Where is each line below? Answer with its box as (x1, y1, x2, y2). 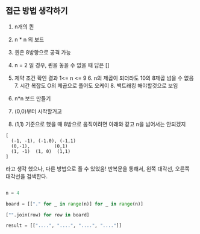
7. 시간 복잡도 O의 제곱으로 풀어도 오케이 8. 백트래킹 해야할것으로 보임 (14, 82, 178, 89)
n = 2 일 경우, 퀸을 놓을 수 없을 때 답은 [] (14, 61, 110, 68)
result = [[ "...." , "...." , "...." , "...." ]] (5, 223, 122, 229)
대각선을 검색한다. (5, 172, 48, 180)
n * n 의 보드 (14, 36, 45, 43)
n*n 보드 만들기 (14, 94, 51, 102)
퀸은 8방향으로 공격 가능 (14, 48, 72, 56)
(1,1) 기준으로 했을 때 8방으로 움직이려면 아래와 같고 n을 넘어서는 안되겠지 (14, 120, 186, 128)
